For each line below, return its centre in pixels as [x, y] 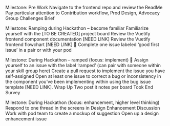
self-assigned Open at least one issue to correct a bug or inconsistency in [83, 76]
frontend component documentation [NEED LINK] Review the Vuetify [78, 39]
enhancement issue [26, 119]
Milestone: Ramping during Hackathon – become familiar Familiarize [77, 28]
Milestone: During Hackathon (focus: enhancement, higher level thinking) [82, 102]
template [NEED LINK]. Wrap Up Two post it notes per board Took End [79, 87]
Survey [13, 92]
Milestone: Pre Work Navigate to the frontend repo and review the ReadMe [84, 7]
